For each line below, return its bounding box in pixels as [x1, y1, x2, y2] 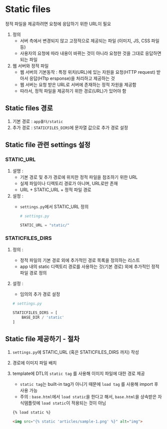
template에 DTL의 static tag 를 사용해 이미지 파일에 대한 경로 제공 [12, 370, 145, 376]
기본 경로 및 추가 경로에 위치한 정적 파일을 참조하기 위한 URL [19, 174, 138, 180]
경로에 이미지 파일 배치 [12, 360, 57, 366]
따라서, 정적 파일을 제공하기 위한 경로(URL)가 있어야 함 [19, 88, 126, 94]
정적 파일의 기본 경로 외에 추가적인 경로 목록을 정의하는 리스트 [19, 257, 140, 263]
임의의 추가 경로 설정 [19, 291, 60, 297]
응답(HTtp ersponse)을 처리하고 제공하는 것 [29, 75, 115, 81]
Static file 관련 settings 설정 [5, 140, 91, 149]
